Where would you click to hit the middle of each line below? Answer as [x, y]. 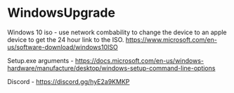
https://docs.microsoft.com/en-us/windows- [139, 60]
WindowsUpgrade [61, 13]
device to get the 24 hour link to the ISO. [66, 39]
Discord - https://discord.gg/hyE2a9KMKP [69, 81]
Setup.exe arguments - [40, 60]
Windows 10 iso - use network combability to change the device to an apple [117, 32]
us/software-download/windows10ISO [63, 47]
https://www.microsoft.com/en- [171, 39]
